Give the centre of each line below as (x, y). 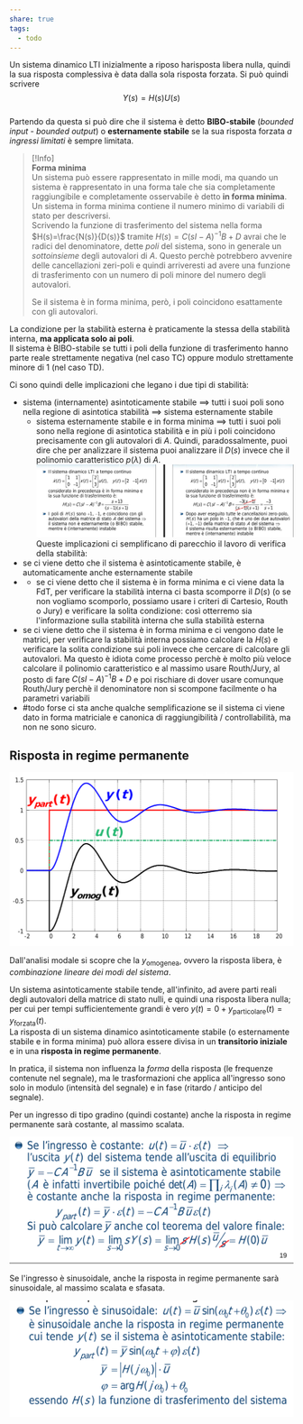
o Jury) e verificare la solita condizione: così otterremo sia (144, 611)
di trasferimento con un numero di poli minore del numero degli (148, 275)
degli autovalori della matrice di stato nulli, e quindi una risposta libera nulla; (150, 999)
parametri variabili (56, 698)
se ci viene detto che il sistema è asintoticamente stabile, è (132, 563)
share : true (32, 19)
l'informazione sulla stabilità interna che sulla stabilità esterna (150, 620)
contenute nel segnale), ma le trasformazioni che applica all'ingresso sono (147, 1079)
